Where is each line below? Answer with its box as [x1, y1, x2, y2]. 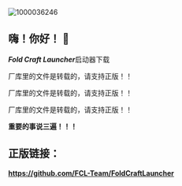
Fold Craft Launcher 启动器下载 [8, 54, 110, 64]
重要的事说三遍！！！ [8, 121, 77, 131]
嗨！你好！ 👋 [8, 32, 69, 46]
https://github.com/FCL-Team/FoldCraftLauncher [8, 168, 175, 177]
